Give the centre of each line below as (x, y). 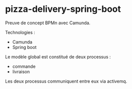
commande (24, 66)
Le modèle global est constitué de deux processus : (58, 57)
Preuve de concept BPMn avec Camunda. (48, 23)
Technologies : (20, 32)
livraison (21, 71)
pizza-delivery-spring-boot (63, 9)
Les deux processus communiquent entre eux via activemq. (66, 81)
